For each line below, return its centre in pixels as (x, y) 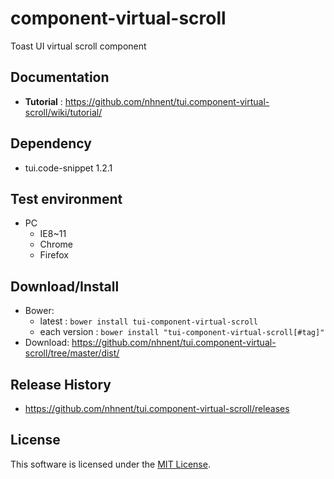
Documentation (60, 77)
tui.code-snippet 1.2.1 (68, 168)
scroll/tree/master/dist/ (72, 353)
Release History (61, 384)
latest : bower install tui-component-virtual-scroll (149, 321)
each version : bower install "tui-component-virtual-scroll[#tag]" (182, 332)
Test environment (66, 198)
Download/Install (65, 286)
